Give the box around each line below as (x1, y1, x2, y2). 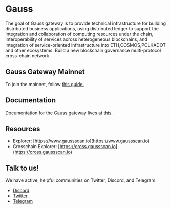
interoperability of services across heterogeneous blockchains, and (5, 36, 147, 43)
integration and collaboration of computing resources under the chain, (5, 31, 154, 37)
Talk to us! (5, 163, 39, 172)
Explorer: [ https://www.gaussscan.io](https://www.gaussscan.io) (12, 138, 150, 144)
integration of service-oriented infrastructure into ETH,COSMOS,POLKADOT (5, 41, 166, 48)
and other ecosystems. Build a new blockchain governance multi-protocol (5, 47, 161, 53)
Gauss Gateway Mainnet (5, 68, 85, 76)
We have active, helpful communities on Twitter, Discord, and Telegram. (5, 177, 157, 183)
